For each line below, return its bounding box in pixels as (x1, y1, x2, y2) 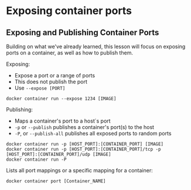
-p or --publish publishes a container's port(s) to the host (14, 124, 154, 130)
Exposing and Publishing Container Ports (6, 28, 159, 38)
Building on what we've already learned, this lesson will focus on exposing (6, 43, 186, 50)
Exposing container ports (6, 4, 132, 18)
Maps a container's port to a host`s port (14, 117, 111, 124)
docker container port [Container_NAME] (6, 178, 107, 184)
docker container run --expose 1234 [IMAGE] (6, 96, 117, 101)
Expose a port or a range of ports (14, 72, 95, 79)
